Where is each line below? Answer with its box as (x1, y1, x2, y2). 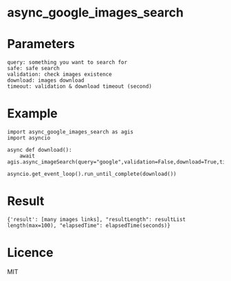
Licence (7, 245, 54, 260)
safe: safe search (7, 65, 60, 72)
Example (7, 106, 58, 122)
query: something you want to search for (7, 59, 128, 66)
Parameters (7, 36, 76, 52)
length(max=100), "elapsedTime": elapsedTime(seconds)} (7, 222, 170, 229)
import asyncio (7, 135, 51, 142)
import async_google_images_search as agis (7, 128, 134, 135)
